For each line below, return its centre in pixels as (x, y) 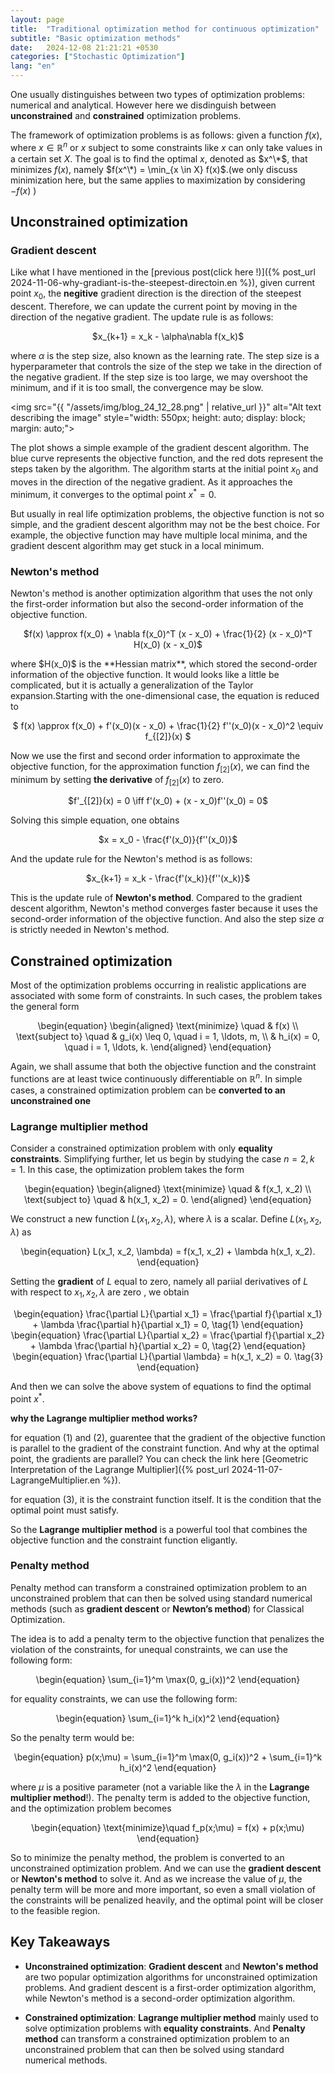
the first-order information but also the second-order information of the (157, 603)
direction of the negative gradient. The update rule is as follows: (142, 317)
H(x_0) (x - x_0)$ (168, 644)
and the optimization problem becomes (91, 1808)
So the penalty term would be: (72, 1737)
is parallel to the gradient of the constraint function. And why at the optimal (165, 1448)
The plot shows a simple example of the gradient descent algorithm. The (160, 448)
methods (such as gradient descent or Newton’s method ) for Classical (157, 1608)
